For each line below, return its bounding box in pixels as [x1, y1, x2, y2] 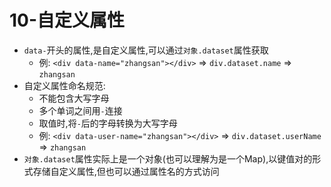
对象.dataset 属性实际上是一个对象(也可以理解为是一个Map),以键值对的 [23, 152, 313, 165]
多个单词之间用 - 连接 [38, 104, 123, 116]
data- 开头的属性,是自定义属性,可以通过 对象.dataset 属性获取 [23, 44, 269, 56]
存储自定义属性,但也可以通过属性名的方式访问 [32, 165, 220, 177]
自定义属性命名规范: [23, 79, 106, 91]
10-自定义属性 [9, 9, 126, 32]
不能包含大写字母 [38, 92, 110, 104]
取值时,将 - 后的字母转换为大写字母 [38, 117, 178, 129]
